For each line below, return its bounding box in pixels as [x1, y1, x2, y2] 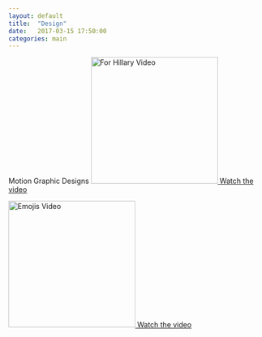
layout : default [8, 11, 63, 20]
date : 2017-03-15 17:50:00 [8, 27, 107, 35]
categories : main [8, 34, 67, 43]
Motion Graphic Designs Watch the [8, 176, 254, 186]
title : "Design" [8, 19, 67, 28]
